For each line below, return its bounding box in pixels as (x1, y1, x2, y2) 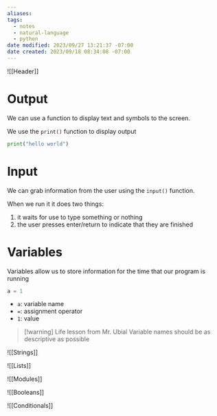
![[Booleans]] (7, 389, 45, 397)
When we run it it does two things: (7, 200, 104, 208)
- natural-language (13, 29, 69, 36)
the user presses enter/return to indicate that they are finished (16, 220, 194, 229)
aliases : (7, 10, 32, 17)
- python (13, 36, 38, 43)
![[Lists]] (7, 362, 31, 370)
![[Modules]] (7, 375, 43, 383)
